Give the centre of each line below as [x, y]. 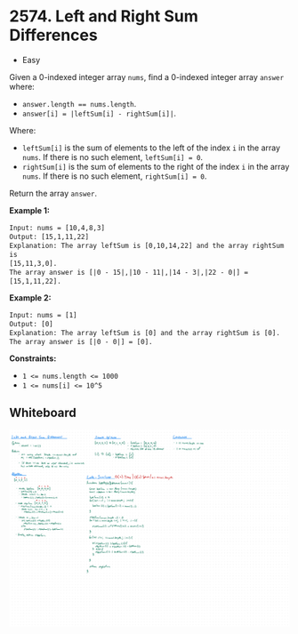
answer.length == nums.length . [79, 103]
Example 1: [30, 210]
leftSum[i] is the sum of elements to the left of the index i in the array [151, 148]
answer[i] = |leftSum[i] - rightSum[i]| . [99, 113]
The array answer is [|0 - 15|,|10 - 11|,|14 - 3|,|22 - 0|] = [129, 272]
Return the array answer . [53, 193]
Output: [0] [31, 324]
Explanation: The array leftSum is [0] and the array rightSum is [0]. [145, 333]
